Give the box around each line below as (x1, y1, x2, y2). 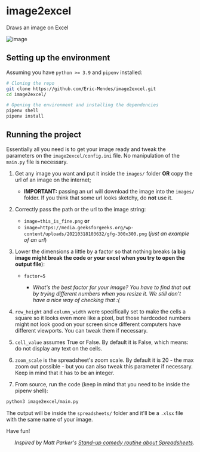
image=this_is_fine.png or (23, 217, 90, 225)
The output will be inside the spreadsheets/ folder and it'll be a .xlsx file (6, 409, 183, 416)
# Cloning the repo (6, 80, 55, 86)
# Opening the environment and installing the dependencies (6, 102, 159, 108)
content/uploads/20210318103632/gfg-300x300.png (23, 231, 147, 237)
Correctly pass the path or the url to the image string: (14, 205, 146, 213)
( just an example (148, 230, 190, 237)
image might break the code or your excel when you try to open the (14, 254, 185, 261)
